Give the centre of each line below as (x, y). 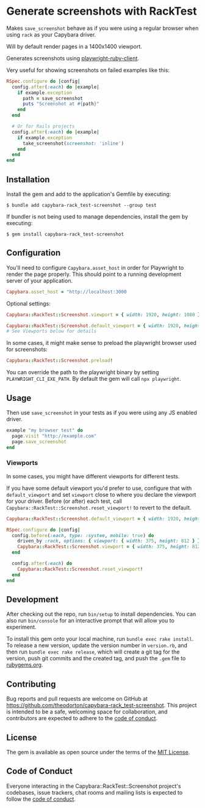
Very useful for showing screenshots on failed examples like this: (88, 70)
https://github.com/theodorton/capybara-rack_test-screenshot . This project (102, 705)
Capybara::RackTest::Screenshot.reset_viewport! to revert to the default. (99, 507)
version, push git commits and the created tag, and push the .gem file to (96, 658)
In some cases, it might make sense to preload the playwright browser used (102, 343)
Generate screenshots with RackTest (102, 11)
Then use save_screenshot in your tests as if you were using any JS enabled (102, 413)
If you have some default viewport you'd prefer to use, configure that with (99, 488)
